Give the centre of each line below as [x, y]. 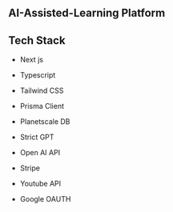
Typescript [38, 75]
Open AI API [40, 153]
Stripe [30, 168]
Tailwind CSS [42, 90]
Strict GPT [37, 137]
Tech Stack [37, 40]
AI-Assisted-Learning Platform [87, 13]
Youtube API [40, 184]
